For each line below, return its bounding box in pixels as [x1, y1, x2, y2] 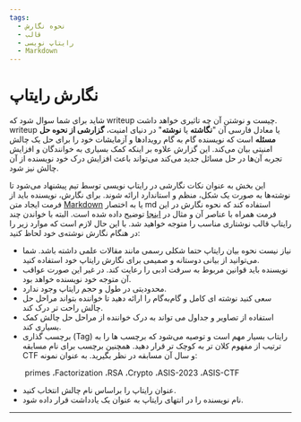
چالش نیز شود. [9, 163, 59, 173]
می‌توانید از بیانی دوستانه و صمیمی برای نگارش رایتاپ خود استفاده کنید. [21, 255, 260, 266]
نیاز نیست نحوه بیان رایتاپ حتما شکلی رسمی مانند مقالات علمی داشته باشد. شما [21, 245, 292, 256]
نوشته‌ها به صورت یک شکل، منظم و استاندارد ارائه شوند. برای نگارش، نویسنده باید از [9, 189, 291, 200]
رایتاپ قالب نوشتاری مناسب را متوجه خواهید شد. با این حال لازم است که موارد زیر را [9, 218, 292, 229]
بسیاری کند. [21, 321, 62, 332]
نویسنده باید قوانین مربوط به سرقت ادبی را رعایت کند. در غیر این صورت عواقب [21, 264, 288, 275]
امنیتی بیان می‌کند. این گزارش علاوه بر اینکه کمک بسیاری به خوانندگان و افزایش [9, 144, 273, 154]
